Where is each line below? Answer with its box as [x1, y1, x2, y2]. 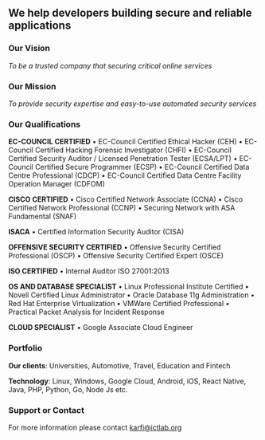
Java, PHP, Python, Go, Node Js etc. [8, 384, 128, 394]
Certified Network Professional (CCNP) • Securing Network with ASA [8, 203, 236, 213]
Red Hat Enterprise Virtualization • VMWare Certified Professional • [8, 299, 230, 308]
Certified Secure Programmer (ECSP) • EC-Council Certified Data [34, 163, 250, 172]
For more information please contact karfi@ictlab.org [8, 422, 182, 432]
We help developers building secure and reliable [8, 6, 252, 20]
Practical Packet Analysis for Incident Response [8, 307, 165, 317]
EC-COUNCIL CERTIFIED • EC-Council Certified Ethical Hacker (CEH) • [8, 137, 243, 147]
